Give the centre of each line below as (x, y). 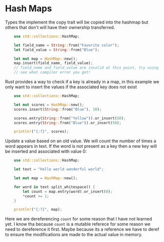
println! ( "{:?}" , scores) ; (41, 132)
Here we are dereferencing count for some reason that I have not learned (79, 219)
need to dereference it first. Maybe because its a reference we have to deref (82, 229)
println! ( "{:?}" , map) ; (38, 210)
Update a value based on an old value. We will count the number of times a (81, 141)
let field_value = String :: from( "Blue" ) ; (57, 50)
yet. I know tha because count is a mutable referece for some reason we (78, 224)
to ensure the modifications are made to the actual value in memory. (74, 235)
